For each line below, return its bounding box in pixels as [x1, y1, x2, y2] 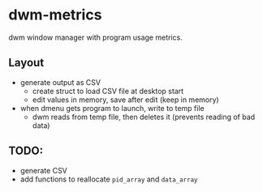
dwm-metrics [8, 6, 102, 24]
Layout [8, 56, 45, 70]
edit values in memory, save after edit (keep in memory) [32, 95, 219, 105]
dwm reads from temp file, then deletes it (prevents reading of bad [32, 112, 256, 122]
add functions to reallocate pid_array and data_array [19, 174, 198, 184]
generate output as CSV [19, 77, 101, 87]
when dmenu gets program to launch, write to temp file [19, 103, 205, 113]
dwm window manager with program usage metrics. [8, 32, 183, 42]
